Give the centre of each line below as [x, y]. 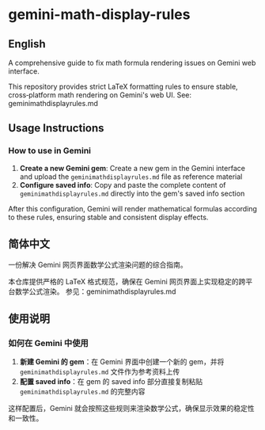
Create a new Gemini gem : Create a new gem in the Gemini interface [132, 168]
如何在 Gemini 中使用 [48, 343]
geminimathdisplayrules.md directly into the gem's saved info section [132, 193]
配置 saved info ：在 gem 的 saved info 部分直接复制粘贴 [111, 382]
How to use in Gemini [50, 150]
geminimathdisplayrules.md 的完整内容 [82, 392]
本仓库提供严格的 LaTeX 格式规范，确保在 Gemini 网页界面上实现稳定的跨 [127, 281]
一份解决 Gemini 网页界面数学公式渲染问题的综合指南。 [98, 264]
